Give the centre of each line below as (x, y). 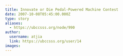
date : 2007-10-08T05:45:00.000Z (38, 14)
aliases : (14, 23)
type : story (17, 19)
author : (13, 32)
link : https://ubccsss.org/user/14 (45, 41)
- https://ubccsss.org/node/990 (42, 28)
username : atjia (26, 37)
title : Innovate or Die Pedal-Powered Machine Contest (62, 9)
